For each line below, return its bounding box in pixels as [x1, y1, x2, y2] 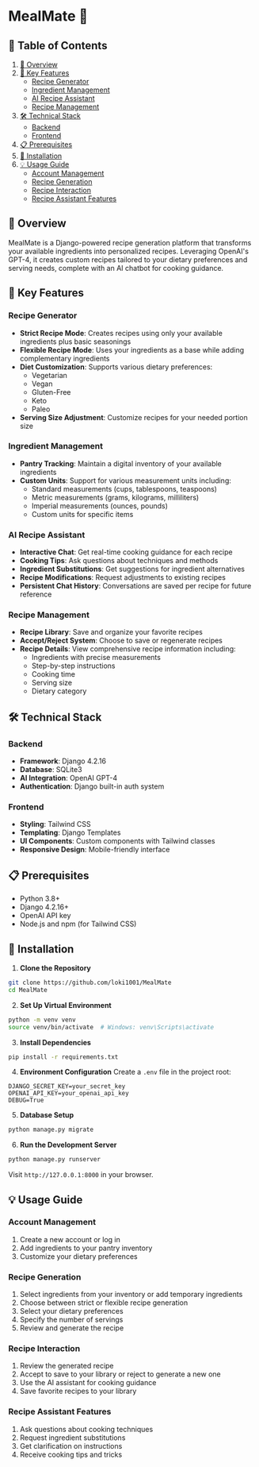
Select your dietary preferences [19, 1307, 124, 1316]
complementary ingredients [19, 353, 110, 363]
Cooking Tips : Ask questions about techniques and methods [19, 556, 219, 566]
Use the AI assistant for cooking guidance [19, 1378, 157, 1388]
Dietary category [31, 686, 87, 696]
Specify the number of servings [19, 1315, 124, 1325]
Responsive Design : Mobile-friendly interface [19, 845, 170, 855]
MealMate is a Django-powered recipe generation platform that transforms [8, 237, 252, 247]
